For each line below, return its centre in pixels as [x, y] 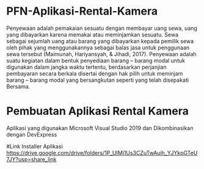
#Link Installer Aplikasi [35, 146]
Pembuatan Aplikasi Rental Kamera [98, 111]
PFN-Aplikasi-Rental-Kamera [82, 11]
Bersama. [18, 86]
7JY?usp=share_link [31, 159]
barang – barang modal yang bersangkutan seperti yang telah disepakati [98, 80]
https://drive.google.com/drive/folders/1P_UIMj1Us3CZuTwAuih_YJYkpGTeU [102, 153]
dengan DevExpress [32, 134]
